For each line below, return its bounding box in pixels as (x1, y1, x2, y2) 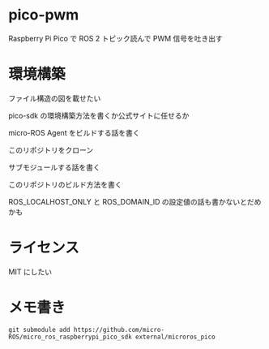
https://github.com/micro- (73, 325, 164, 334)
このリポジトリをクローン (8, 144, 94, 155)
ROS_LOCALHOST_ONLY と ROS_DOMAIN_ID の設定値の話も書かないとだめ (8, 196, 262, 206)
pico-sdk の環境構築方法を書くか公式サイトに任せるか (8, 110, 190, 120)
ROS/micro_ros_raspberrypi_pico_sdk (8, 333, 132, 341)
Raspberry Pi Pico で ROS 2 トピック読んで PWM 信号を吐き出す (8, 33, 223, 43)
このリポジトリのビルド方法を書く (8, 179, 122, 189)
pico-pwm (8, 6, 79, 24)
